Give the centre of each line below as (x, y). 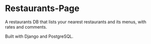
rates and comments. (26, 27)
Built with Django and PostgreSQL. (39, 36)
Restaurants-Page (42, 8)
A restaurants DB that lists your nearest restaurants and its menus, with (75, 22)
